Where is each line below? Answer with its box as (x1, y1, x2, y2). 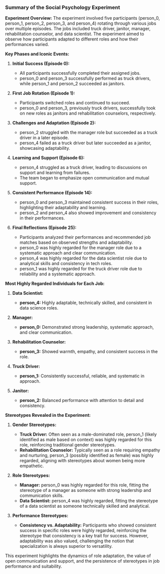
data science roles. (19, 305, 59, 311)
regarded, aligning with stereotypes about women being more (19, 458, 145, 464)
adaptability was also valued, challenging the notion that (19, 538, 134, 544)
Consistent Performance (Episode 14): (12, 190, 93, 196)
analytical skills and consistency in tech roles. (19, 261, 112, 266)
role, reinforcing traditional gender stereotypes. (19, 442, 116, 448)
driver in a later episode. (19, 135, 69, 141)
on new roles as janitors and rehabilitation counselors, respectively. (19, 110, 157, 116)
